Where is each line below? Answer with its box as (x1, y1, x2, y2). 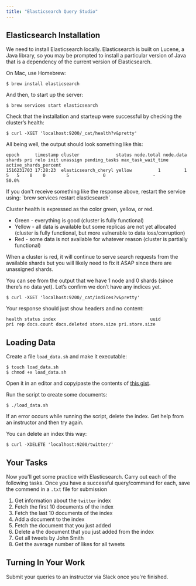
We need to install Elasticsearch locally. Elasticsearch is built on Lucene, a (6, 46, 185, 53)
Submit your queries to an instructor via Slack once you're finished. (6, 573, 169, 580)
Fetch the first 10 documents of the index (14, 503, 114, 510)
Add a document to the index (14, 516, 85, 523)
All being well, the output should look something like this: (6, 141, 143, 148)
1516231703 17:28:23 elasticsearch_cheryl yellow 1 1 (6, 168, 187, 174)
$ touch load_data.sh (6, 364, 59, 370)
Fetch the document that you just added (14, 522, 111, 529)
